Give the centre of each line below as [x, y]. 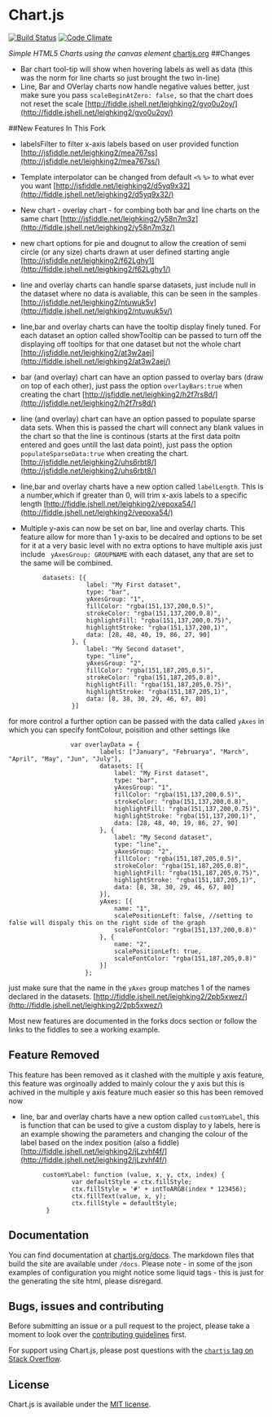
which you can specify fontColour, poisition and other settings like [119, 730]
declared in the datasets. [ [52, 996]
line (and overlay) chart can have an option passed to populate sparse [138, 419]
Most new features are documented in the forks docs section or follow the [133, 1020]
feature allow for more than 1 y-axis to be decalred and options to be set [141, 537]
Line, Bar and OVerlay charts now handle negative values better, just [135, 86]
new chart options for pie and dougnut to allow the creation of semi [133, 243]
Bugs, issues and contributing [86, 1306]
